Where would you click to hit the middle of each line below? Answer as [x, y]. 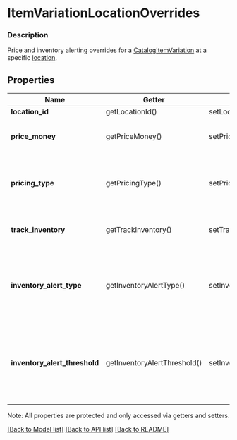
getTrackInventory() [139, 230]
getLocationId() [131, 112]
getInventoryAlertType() [145, 286]
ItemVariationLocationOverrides [104, 13]
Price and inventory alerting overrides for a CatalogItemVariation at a [107, 50]
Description [28, 35]
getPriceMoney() [134, 137]
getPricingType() [134, 183]
